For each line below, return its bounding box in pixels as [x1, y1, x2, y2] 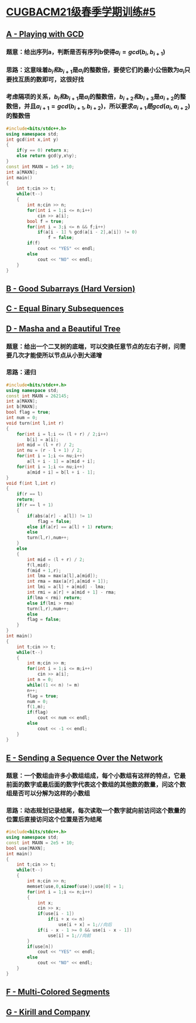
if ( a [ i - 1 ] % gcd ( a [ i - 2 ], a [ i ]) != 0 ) [37, 229, 137, 235]
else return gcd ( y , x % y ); [16, 153, 77, 159]
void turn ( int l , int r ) [6, 420, 64, 426]
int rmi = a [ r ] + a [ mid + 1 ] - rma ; [27, 589, 116, 596]
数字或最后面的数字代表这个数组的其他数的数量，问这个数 [24, 780, 186, 788]
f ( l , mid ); [27, 562, 51, 568]
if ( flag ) [27, 710, 49, 715]
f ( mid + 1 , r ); [27, 568, 61, 573]
